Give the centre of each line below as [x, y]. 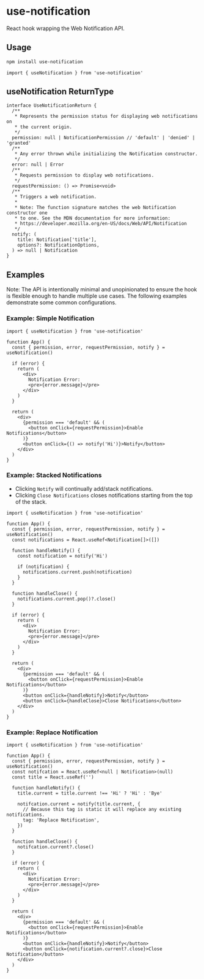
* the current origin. [43, 127]
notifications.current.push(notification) [77, 572]
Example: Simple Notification [50, 318]
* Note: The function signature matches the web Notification [95, 208]
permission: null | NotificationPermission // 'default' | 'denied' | [104, 138]
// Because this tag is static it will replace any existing [102, 810]
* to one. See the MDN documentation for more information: [93, 218]
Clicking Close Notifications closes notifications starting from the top [104, 495]
